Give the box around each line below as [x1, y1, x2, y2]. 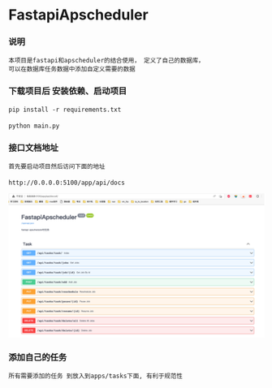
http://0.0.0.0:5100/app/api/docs [8, 179, 126, 188]
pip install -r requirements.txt [8, 106, 122, 114]
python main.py [8, 122, 60, 130]
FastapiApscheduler [8, 6, 149, 24]
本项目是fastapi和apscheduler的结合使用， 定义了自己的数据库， [8, 57, 205, 65]
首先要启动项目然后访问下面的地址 [8, 162, 106, 171]
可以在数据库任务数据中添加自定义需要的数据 [8, 65, 136, 74]
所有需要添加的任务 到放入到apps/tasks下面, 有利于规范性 [8, 372, 183, 380]
